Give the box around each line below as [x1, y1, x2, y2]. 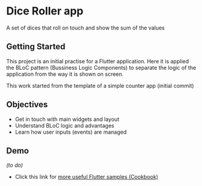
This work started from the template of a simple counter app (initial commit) [6, 82, 194, 89]
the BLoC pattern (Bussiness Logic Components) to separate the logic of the [6, 64, 197, 71]
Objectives [6, 99, 48, 110]
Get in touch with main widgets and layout [14, 116, 119, 123]
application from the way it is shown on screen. [6, 70, 124, 78]
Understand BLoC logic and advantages [14, 122, 115, 129]
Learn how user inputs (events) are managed [14, 128, 127, 135]
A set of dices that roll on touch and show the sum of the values [6, 24, 165, 31]
